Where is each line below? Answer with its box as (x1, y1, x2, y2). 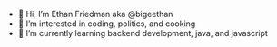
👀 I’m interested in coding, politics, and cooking (17, 18, 196, 29)
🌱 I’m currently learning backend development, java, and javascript (17, 28, 268, 38)
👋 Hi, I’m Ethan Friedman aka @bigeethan (17, 9, 173, 19)
